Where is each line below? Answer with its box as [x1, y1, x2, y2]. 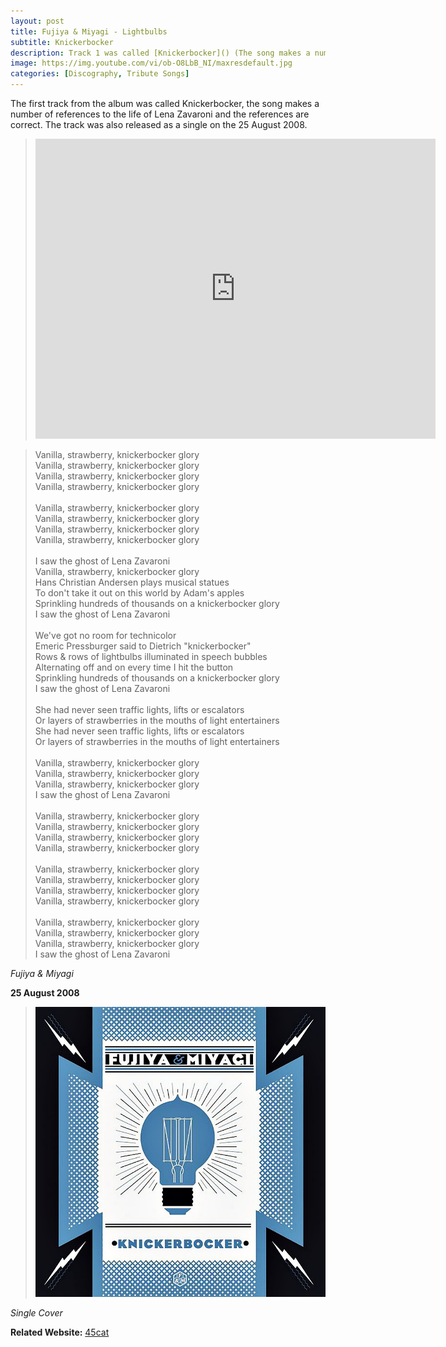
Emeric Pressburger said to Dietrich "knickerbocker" [34, 640, 252, 652]
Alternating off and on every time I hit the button [34, 661, 234, 673]
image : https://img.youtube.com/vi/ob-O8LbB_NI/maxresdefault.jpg [10, 58, 293, 69]
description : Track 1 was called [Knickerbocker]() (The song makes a [10, 48, 311, 58]
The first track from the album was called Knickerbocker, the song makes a [10, 98, 320, 109]
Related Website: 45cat [10, 1326, 110, 1339]
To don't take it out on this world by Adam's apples [34, 587, 245, 599]
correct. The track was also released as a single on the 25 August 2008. [10, 119, 308, 130]
